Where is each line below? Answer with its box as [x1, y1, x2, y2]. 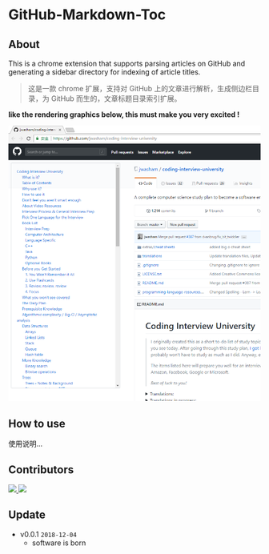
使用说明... [8, 439, 43, 449]
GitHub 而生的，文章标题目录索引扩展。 [50, 94, 182, 103]
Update [8, 508, 46, 522]
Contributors [8, 463, 74, 476]
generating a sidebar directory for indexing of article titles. [8, 67, 201, 77]
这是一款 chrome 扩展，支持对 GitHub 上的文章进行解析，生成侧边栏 [27, 84, 253, 93]
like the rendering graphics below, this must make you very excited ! [8, 110, 240, 119]
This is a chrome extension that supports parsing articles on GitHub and [8, 58, 246, 68]
